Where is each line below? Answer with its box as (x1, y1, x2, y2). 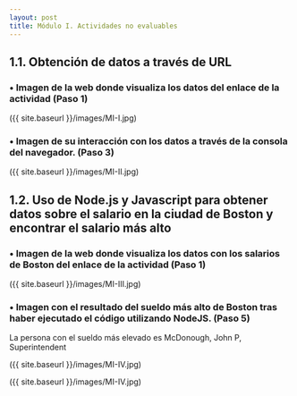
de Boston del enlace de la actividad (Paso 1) (9, 258, 207, 271)
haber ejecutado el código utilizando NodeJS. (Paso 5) (9, 312, 250, 324)
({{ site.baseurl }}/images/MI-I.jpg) (9, 113, 137, 123)
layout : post (9, 13, 58, 22)
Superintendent (9, 341, 67, 353)
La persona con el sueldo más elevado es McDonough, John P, (9, 333, 242, 343)
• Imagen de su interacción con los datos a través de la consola (9, 135, 288, 147)
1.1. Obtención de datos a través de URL (9, 55, 233, 70)
